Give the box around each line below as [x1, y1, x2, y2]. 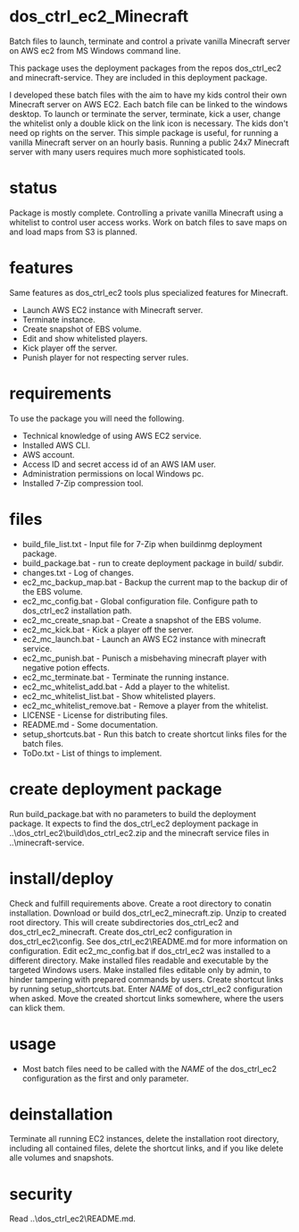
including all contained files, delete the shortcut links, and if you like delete [9, 1143, 284, 1154]
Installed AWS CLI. [21, 440, 91, 451]
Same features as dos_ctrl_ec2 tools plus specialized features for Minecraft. [9, 287, 288, 298]
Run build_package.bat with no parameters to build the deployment [9, 808, 256, 819]
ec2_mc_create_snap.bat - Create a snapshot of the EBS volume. [21, 614, 262, 625]
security [9, 1184, 73, 1204]
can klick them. [9, 1002, 65, 1013]
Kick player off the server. [21, 342, 118, 353]
